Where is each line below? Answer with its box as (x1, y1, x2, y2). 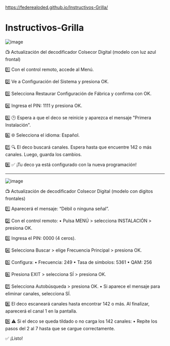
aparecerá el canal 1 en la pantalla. (5, 308, 77, 314)
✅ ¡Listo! (5, 335, 23, 341)
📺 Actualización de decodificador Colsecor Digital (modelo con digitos (5, 188, 153, 194)
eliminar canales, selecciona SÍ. (5, 290, 71, 296)
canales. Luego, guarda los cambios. (5, 151, 82, 157)
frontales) (5, 195, 26, 201)
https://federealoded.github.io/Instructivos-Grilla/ (5, 5, 108, 10)
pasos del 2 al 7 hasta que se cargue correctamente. (5, 325, 115, 331)
